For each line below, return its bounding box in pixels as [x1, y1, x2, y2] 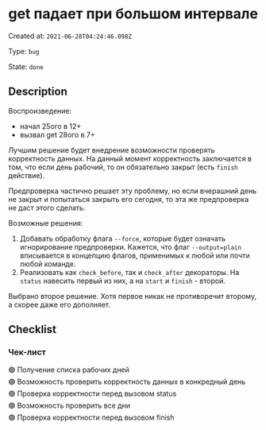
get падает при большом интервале [8, 5, 258, 23]
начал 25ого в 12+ [19, 121, 82, 131]
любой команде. [19, 259, 76, 269]
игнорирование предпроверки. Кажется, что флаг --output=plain [19, 242, 242, 251]
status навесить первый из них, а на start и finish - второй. [19, 276, 226, 285]
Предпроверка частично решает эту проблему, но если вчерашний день [8, 186, 256, 196]
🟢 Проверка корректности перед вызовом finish [8, 413, 175, 422]
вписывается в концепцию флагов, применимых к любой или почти [19, 250, 250, 260]
